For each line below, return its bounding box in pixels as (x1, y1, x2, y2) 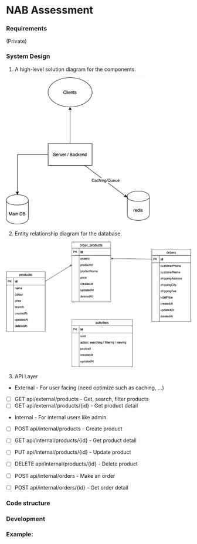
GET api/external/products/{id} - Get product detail (14, 402, 138, 409)
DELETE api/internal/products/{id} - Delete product (14, 460, 138, 467)
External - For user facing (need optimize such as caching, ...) (14, 384, 164, 391)
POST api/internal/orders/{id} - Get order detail (14, 484, 129, 491)
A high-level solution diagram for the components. (14, 66, 137, 73)
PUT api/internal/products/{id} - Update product (14, 449, 131, 456)
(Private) (6, 37, 28, 45)
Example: (6, 531, 33, 539)
